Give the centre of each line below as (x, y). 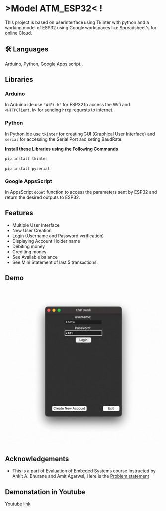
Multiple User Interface (36, 225)
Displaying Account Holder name (46, 241)
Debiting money (29, 246)
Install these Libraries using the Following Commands (62, 149)
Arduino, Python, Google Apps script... (44, 64)
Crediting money (29, 252)
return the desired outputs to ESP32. (43, 197)
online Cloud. (19, 33)
